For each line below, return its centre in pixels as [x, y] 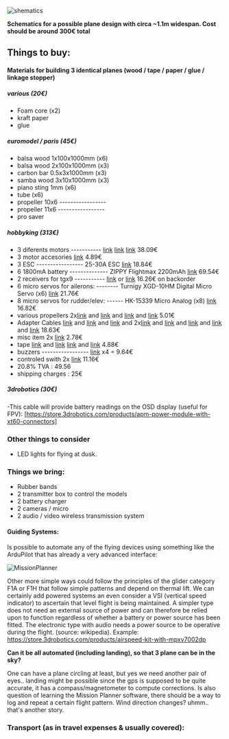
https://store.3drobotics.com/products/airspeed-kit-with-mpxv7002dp [107, 639]
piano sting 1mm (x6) [47, 187]
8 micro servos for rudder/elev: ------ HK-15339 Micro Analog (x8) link [117, 300]
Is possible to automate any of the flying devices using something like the [111, 547]
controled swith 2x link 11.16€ [58, 359]
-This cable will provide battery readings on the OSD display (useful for [107, 407]
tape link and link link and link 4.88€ [68, 344]
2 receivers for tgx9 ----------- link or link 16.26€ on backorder [106, 279]
